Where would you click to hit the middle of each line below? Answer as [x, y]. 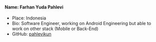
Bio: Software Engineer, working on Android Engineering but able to [81, 23]
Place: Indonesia [29, 18]
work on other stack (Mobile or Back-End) [55, 29]
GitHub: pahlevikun [32, 34]
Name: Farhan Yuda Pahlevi [34, 7]
